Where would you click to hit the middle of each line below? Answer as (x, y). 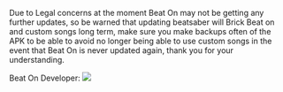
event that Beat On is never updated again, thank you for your (122, 50)
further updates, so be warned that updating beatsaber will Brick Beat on (142, 22)
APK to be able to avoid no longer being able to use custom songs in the (141, 41)
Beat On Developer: (45, 78)
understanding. (37, 60)
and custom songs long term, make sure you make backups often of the (140, 31)
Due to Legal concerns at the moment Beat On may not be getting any (137, 13)
